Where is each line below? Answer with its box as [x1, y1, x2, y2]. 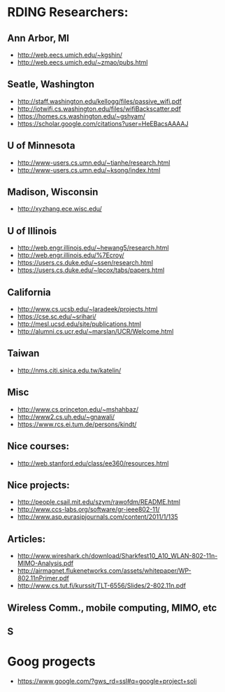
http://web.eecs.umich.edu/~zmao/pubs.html [17, 58, 148, 67]
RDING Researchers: [7, 4, 129, 20]
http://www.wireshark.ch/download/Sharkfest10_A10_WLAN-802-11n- [17, 552, 218, 560]
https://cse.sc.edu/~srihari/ [17, 313, 96, 321]
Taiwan [7, 348, 40, 360]
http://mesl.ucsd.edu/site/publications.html [17, 320, 142, 328]
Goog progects [7, 653, 96, 670]
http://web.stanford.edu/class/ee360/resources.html [17, 459, 169, 467]
